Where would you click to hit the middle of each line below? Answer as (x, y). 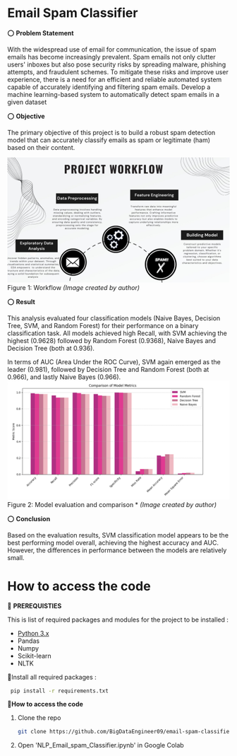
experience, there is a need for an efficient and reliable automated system (115, 79)
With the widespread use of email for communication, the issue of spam (112, 49)
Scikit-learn (34, 656)
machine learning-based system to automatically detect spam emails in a (114, 94)
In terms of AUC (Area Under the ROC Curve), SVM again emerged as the (114, 362)
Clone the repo (39, 718)
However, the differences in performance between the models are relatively (117, 550)
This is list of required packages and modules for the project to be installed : (118, 620)
